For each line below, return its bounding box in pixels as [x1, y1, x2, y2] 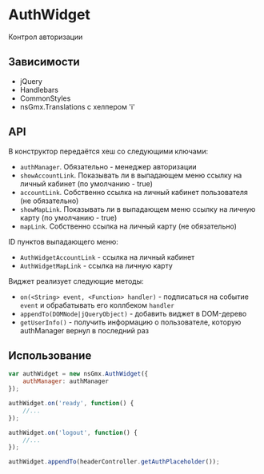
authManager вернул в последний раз [19, 325, 150, 335]
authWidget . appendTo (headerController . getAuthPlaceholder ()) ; [8, 458, 220, 466]
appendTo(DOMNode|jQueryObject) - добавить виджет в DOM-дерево [19, 309, 247, 318]
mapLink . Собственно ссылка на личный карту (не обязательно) [19, 221, 238, 231]
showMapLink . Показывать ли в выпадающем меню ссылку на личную [19, 204, 256, 213]
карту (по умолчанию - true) [19, 213, 118, 222]
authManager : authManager [22, 377, 110, 385]
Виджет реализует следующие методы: [8, 276, 144, 285]
